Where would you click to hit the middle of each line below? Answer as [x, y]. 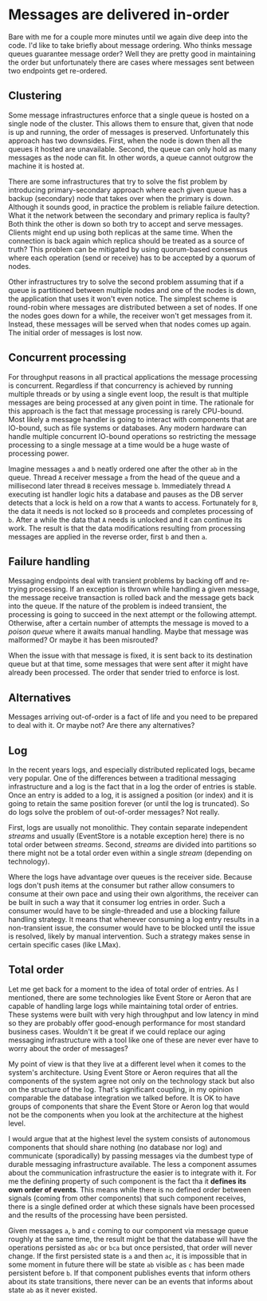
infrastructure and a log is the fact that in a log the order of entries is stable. [133, 787]
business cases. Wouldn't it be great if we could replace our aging [117, 1031]
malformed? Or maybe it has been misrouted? [83, 640]
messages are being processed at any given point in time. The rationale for [131, 402]
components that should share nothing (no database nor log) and [115, 1147]
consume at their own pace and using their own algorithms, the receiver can [133, 894]
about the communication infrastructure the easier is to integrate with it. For [132, 1172]
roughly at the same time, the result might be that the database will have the [133, 1239]
